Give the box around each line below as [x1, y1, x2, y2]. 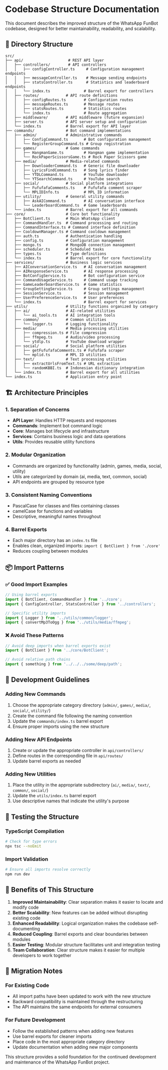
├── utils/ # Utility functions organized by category [5, 304, 158, 309]
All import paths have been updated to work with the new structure [12, 993, 151, 999]
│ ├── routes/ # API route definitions [5, 93, 118, 98]
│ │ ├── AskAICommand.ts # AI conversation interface [5, 198, 144, 203]
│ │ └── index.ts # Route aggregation [5, 111, 127, 116]
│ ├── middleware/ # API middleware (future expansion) [5, 115, 144, 120]
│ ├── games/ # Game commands [5, 146, 100, 151]
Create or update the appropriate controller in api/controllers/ [12, 747, 144, 754]
